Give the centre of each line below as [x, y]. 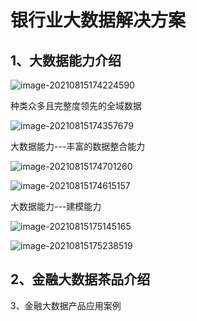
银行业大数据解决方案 [98, 20]
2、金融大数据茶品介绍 [80, 279]
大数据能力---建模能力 [56, 206]
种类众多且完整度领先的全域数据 [76, 105]
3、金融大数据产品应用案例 [66, 305]
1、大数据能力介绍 [66, 60]
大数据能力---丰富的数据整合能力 [78, 146]
